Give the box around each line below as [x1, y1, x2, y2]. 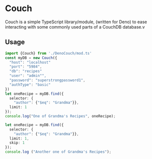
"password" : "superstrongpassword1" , [9, 78, 86, 83]
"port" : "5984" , [9, 64, 42, 69]
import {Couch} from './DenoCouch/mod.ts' [5, 51, 92, 56]
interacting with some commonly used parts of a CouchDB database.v [5, 24, 145, 29]
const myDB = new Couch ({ [5, 55, 57, 60]
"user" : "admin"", [9, 73, 47, 78]
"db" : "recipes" [9, 69, 42, 74]
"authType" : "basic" [9, 82, 51, 87]
